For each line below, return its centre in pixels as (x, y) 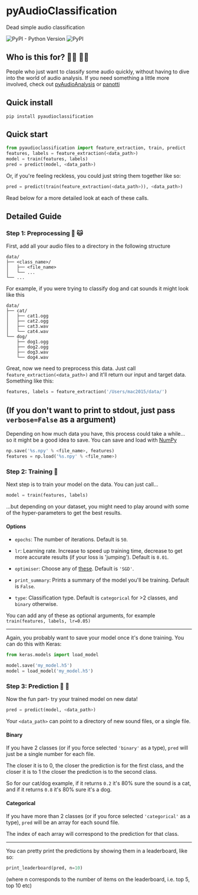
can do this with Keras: (34, 644)
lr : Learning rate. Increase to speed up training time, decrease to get (98, 551)
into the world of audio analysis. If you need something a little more (88, 77)
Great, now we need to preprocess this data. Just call (71, 368)
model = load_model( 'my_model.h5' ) (50, 671)
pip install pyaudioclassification (50, 116)
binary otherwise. (36, 604)
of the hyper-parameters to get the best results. (64, 513)
